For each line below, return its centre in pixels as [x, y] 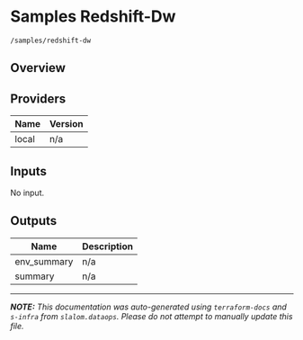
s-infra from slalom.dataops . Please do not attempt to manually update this [151, 316]
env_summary [44, 261]
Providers [38, 98]
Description [107, 246]
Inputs [29, 171]
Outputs [34, 221]
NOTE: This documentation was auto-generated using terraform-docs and [148, 307]
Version [66, 124]
